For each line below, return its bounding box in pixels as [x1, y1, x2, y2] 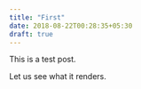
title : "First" [9, 12, 66, 22]
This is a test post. [9, 54, 77, 65]
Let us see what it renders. [9, 71, 106, 82]
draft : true [9, 29, 53, 38]
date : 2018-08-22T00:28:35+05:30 [9, 21, 133, 30]
